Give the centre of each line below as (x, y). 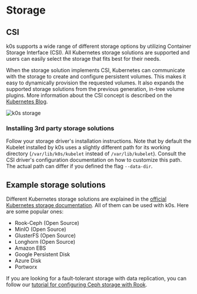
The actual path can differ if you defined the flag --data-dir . (79, 166)
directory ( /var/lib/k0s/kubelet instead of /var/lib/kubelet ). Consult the (96, 153)
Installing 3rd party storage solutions (60, 128)
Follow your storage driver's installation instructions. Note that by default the (99, 141)
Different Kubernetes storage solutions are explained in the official (86, 199)
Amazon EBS (30, 248)
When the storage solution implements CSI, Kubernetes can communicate (96, 70)
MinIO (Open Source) (40, 229)
